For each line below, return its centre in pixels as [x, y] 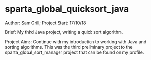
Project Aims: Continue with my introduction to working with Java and [76, 42]
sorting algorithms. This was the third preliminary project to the [69, 47]
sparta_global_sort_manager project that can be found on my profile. [75, 52]
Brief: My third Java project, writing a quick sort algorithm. [64, 32]
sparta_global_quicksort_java [67, 9]
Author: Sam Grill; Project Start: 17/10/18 [45, 23]
